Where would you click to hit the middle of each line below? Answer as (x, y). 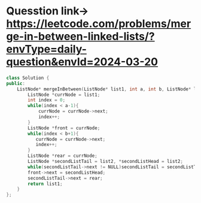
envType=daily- (46, 49)
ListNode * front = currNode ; (64, 128)
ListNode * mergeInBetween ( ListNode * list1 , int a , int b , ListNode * (104, 89)
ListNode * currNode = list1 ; (64, 95)
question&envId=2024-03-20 (82, 62)
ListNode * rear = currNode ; (63, 156)
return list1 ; (45, 184)
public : (16, 83)
